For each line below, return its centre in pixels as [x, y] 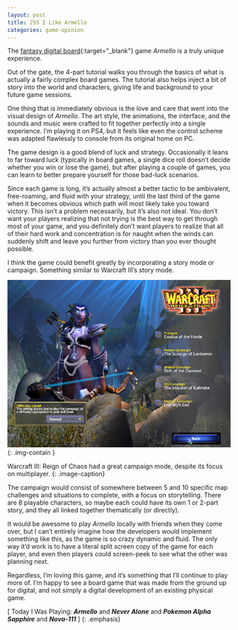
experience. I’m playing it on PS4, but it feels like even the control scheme [115, 131]
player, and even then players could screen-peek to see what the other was [118, 554]
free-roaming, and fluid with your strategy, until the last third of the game [114, 196]
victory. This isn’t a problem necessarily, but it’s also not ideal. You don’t [113, 211]
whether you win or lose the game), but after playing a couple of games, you [119, 167]
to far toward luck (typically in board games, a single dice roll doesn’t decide [119, 160]
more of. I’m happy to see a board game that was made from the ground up [117, 583]
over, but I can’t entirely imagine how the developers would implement [110, 531]
